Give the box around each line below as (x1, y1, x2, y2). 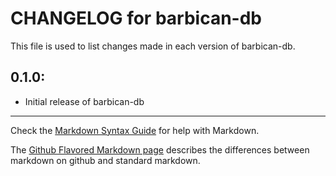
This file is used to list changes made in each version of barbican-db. (10, 40, 296, 52)
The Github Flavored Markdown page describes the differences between (10, 143, 310, 156)
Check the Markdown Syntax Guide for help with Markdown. (10, 124, 260, 136)
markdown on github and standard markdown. (10, 154, 201, 166)
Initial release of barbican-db (24, 95, 145, 107)
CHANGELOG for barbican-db (10, 7, 262, 30)
